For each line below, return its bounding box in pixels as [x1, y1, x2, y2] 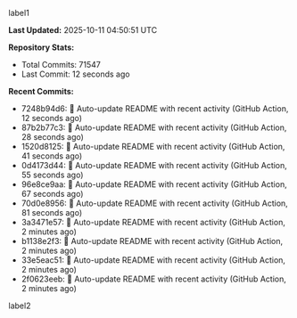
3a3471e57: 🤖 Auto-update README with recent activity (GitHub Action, [21, 217, 286, 227]
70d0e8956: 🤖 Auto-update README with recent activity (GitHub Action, [21, 198, 289, 208]
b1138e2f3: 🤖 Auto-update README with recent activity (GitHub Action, [21, 236, 284, 246]
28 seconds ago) [21, 132, 84, 142]
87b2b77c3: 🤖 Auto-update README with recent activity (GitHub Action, [21, 122, 287, 133]
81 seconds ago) [21, 208, 82, 217]
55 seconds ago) [21, 169, 84, 180]
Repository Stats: [8, 42, 75, 53]
